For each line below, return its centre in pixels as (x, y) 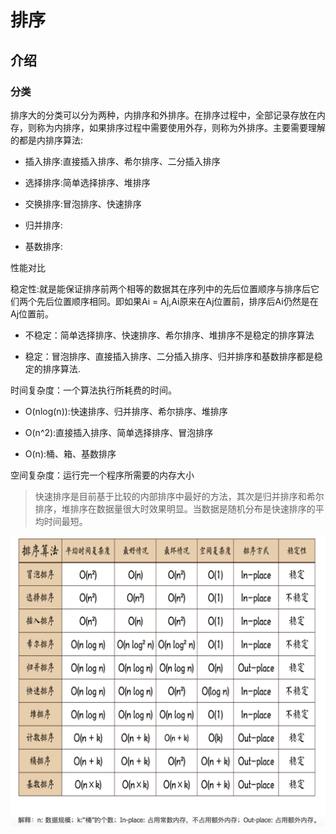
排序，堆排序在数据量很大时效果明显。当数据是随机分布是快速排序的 (175, 508)
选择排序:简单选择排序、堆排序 (87, 182)
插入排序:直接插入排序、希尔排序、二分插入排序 (122, 161)
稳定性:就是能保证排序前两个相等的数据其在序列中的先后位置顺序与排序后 (161, 288)
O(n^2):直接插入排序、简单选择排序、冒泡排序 (119, 432)
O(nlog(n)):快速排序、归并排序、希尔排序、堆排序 (126, 411)
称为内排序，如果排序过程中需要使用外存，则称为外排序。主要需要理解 (181, 127)
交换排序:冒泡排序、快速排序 (83, 203)
